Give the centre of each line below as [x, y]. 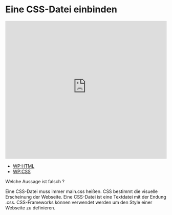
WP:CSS [21, 171]
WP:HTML [24, 166]
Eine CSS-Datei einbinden [61, 9]
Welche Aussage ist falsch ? [35, 181]
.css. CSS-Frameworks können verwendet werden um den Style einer [79, 202]
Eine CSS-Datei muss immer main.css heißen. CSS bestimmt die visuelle [82, 191]
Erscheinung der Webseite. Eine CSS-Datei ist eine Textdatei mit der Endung [86, 197]
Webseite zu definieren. [30, 208]
